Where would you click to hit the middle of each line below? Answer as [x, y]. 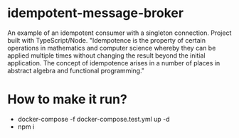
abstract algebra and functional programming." [76, 70]
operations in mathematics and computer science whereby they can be [112, 48]
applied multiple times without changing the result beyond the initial [106, 55]
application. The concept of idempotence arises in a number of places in [114, 63]
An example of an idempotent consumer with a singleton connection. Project [119, 33]
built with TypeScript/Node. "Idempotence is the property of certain [107, 40]
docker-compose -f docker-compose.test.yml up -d [94, 119]
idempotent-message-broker [95, 13]
